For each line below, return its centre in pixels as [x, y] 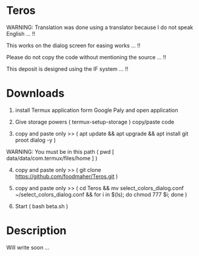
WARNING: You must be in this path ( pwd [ [60, 151]
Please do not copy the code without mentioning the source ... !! [86, 57]
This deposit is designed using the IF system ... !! [67, 69]
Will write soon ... [28, 247]
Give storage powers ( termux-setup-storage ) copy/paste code [95, 122]
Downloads [35, 94]
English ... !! [21, 33]
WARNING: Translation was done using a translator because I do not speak [100, 27]
